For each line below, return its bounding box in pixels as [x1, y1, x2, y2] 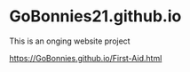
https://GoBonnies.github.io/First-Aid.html [9, 52, 162, 63]
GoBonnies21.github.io [9, 6, 182, 27]
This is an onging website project [9, 36, 131, 46]
